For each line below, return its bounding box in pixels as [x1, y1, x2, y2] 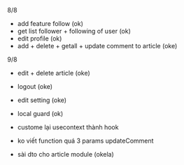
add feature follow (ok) [17, 20, 84, 27]
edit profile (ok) [17, 34, 62, 43]
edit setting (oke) [17, 96, 67, 104]
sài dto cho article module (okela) [17, 150, 114, 158]
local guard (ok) [17, 110, 64, 117]
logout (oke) [17, 82, 53, 90]
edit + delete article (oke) [17, 69, 91, 77]
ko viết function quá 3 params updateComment [17, 136, 154, 145]
